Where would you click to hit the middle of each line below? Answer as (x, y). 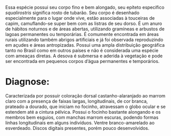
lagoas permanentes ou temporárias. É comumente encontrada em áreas (82, 34)
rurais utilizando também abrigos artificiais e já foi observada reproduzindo (84, 40)
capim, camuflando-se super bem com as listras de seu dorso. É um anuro (84, 23)
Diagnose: (28, 82)
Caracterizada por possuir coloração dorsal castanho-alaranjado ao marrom (86, 95)
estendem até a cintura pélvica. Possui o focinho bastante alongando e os (83, 112)
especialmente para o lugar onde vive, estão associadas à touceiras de (80, 18)
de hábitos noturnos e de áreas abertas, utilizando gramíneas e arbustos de (85, 29)
